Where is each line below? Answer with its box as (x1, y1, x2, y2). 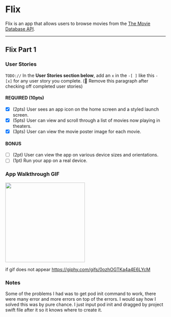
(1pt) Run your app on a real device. (12, 157, 88, 164)
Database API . (5, 25, 35, 32)
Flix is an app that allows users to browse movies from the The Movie (5, 20, 151, 27)
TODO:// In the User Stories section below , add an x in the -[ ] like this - (5, 72, 158, 78)
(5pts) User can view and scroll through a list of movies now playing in (12, 117, 160, 123)
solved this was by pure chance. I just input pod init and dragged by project (5, 301, 164, 307)
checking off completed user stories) (5, 83, 83, 89)
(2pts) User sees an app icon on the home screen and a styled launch (12, 106, 159, 112)
